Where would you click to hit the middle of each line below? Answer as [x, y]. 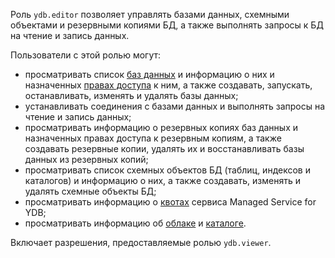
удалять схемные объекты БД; [90, 191]
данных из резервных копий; [86, 159]
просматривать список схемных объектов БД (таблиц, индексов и [167, 170]
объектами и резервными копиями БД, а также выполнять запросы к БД [167, 25]
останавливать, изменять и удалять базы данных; [131, 95]
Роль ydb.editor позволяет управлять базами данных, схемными [150, 14]
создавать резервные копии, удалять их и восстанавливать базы [164, 148]
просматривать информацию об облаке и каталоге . [135, 223]
